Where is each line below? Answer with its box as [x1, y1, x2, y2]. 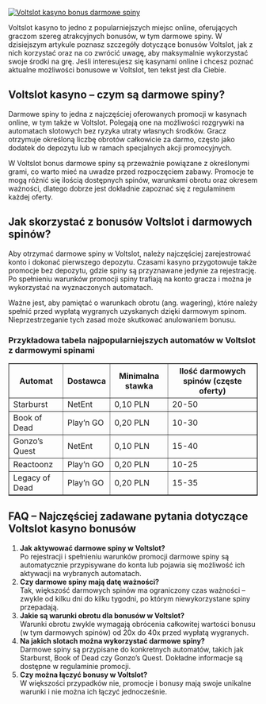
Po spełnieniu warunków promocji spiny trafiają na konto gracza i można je [8, 274, 252, 284]
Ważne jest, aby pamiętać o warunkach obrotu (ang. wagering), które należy [8, 298, 258, 308]
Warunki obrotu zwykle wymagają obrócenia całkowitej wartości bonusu [19, 619, 256, 629]
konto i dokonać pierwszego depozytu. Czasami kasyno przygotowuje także [8, 257, 257, 266]
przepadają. [19, 602, 59, 612]
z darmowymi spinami [8, 344, 95, 355]
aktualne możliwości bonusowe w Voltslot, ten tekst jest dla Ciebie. [8, 65, 227, 75]
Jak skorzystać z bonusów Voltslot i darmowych [8, 215, 253, 229]
